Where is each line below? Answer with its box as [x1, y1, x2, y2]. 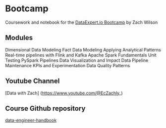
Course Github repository [5, 104, 86, 113]
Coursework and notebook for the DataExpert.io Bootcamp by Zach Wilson [5, 19, 158, 25]
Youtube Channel [5, 77, 60, 85]
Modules [5, 34, 33, 42]
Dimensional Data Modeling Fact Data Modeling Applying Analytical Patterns [5, 46, 161, 52]
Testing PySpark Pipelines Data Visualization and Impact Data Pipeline [5, 57, 149, 63]
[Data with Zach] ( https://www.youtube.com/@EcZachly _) [5, 90, 123, 96]
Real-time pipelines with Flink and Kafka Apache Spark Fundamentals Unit [5, 52, 157, 58]
